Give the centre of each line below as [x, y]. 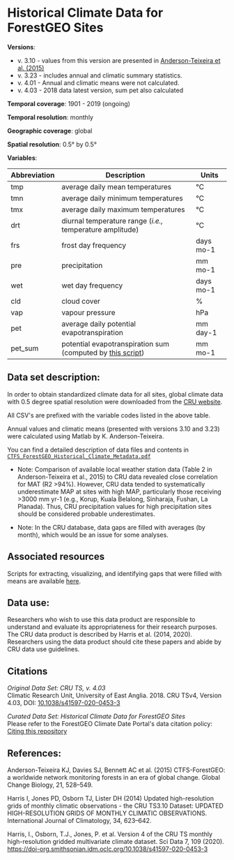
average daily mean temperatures [117, 186]
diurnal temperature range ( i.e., [112, 221]
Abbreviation [33, 175]
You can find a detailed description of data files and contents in [98, 450]
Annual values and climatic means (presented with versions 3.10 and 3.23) [114, 429]
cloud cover [81, 301]
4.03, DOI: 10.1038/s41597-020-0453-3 [64, 703]
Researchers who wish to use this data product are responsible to [101, 620]
